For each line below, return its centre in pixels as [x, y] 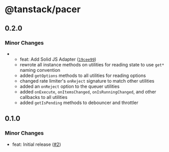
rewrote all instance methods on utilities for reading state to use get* [92, 64]
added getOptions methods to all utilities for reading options [83, 75]
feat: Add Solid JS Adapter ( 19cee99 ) [58, 59]
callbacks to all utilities [43, 97]
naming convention [40, 70]
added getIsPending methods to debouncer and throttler [79, 103]
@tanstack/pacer [43, 9]
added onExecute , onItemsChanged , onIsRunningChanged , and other [88, 92]
